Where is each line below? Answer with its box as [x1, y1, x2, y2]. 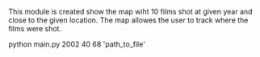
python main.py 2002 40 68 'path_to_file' [8, 39, 145, 49]
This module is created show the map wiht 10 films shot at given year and [8, 7, 253, 16]
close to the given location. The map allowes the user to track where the [8, 15, 249, 25]
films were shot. [8, 24, 62, 33]
